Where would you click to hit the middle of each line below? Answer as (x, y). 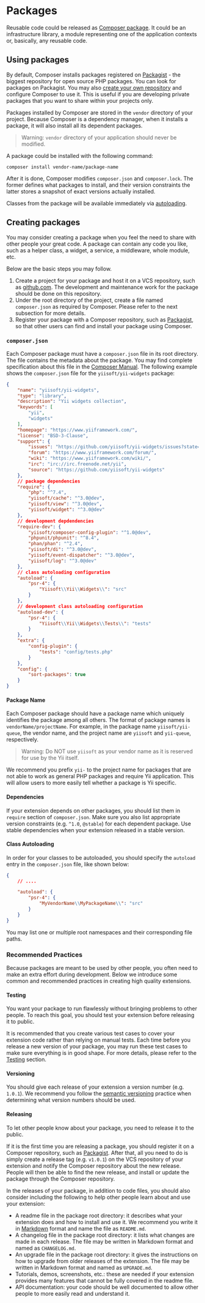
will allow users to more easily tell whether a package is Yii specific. (92, 783)
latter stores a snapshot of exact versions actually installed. (81, 191)
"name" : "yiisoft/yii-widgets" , (58, 390)
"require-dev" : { (39, 527)
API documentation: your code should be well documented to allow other (107, 1287)
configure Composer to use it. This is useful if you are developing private (98, 94)
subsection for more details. (50, 313)
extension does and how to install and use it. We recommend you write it (106, 1222)
